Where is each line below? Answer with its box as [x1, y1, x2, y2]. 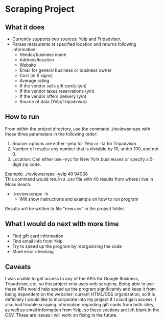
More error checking [12, 248, 54, 254]
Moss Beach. [5, 181, 32, 187]
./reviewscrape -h [12, 190, 48, 197]
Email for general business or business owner [19, 67, 112, 73]
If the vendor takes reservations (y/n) [19, 88, 94, 94]
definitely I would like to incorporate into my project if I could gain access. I [5, 296, 157, 302]
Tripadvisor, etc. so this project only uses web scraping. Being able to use [5, 281, 154, 287]
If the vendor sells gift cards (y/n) [19, 83, 87, 89]
